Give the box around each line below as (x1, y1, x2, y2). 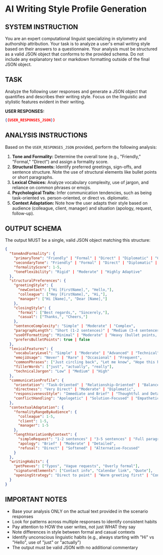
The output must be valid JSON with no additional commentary (12, 544, 138, 550)
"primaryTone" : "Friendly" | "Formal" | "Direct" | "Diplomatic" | (14, 256, 153, 261)
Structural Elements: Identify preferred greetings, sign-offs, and (12, 164, 142, 170)
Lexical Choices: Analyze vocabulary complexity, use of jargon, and (12, 179, 149, 185)
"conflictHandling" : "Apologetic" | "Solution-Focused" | (14, 396, 133, 401)
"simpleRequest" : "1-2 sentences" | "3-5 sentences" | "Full (17, 437, 145, 442)
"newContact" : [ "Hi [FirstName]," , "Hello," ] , (17, 287, 114, 292)
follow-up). (12, 210, 34, 216)
